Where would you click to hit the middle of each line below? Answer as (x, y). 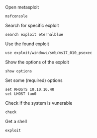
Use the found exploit (27, 44)
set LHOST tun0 (21, 94)
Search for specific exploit (32, 25)
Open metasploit (22, 7)
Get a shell (16, 121)
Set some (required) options (34, 80)
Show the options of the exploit (37, 62)
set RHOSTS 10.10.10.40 (30, 89)
